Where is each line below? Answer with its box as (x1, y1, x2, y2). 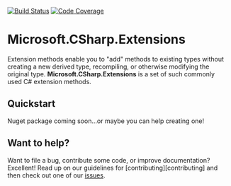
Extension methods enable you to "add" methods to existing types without (7, 54, 225, 63)
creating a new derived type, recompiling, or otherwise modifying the (7, 62, 210, 71)
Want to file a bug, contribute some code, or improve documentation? (7, 156, 210, 164)
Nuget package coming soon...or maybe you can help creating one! (7, 117, 204, 125)
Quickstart (7, 98, 56, 110)
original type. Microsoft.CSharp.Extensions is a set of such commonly (7, 69, 215, 78)
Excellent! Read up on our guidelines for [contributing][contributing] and (7, 163, 218, 172)
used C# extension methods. (7, 77, 92, 86)
